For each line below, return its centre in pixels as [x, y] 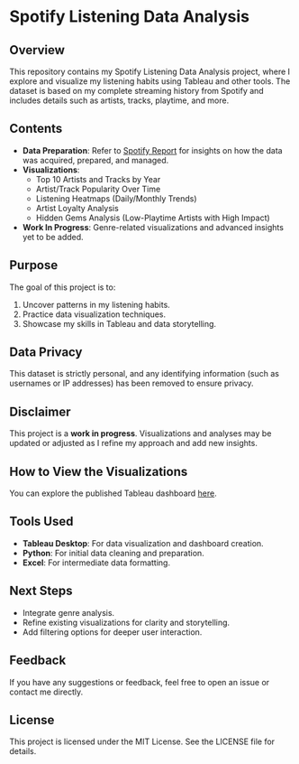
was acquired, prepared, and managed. [95, 160]
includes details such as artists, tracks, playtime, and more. [119, 100]
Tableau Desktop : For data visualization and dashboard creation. [143, 543]
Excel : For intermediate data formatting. [96, 563]
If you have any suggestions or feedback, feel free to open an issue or [140, 682]
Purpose [34, 265]
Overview [37, 50]
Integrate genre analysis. [68, 612]
